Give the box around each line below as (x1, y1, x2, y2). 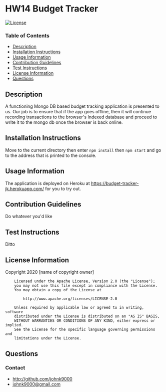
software (5, 309, 23, 315)
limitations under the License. (14, 336, 81, 341)
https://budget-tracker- (90, 180, 139, 186)
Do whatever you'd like (5, 214, 52, 220)
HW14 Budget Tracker (5, 3, 98, 15)
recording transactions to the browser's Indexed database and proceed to (5, 114, 157, 120)
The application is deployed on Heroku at (5, 180, 90, 186)
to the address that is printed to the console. (5, 152, 96, 158)
